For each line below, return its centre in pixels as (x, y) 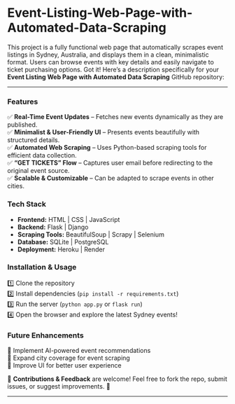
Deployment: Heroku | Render (61, 249)
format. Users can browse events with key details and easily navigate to (111, 62)
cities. (16, 186)
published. (22, 125)
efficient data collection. (42, 155)
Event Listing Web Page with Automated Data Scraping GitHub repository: (116, 77)
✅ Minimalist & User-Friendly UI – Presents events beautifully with (104, 132)
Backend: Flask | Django (53, 227)
